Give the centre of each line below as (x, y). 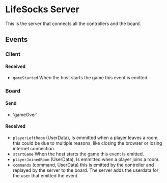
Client (13, 54)
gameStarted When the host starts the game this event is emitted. (80, 78)
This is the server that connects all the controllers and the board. (73, 24)
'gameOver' (25, 115)
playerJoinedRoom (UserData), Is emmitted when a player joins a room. (86, 159)
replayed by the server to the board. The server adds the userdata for (86, 170)
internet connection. (34, 148)
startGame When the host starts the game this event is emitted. (78, 154)
